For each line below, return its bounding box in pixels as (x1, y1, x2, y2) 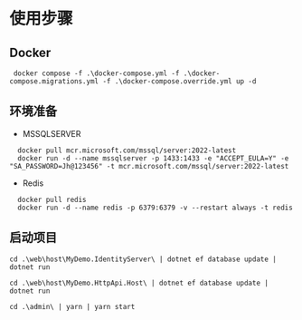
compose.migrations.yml (9, 77, 99, 86)
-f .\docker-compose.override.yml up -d (102, 77, 257, 86)
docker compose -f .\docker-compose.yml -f (13, 69, 180, 78)
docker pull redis (17, 195, 88, 204)
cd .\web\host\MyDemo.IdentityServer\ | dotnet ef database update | (9, 255, 278, 264)
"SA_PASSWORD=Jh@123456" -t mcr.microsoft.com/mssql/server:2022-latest (9, 161, 289, 170)
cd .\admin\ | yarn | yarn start (9, 302, 136, 311)
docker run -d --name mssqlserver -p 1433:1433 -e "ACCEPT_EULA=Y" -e (17, 153, 289, 163)
